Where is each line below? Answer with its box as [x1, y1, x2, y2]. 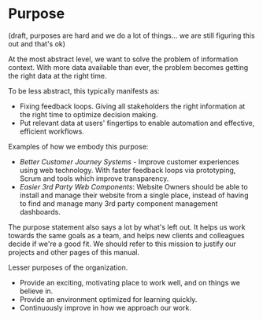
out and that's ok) [8, 39, 65, 48]
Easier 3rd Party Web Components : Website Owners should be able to [19, 182, 248, 191]
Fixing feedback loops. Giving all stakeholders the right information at [19, 101, 246, 111]
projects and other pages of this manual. [8, 247, 140, 256]
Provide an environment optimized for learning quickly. [19, 294, 198, 303]
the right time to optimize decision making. [19, 109, 158, 119]
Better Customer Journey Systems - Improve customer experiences [19, 156, 239, 166]
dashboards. [19, 207, 61, 216]
